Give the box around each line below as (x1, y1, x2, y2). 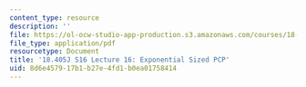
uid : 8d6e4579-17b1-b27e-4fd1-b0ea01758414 (9, 64, 178, 73)
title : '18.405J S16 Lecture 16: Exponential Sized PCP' (9, 55, 230, 64)
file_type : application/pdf (9, 38, 117, 48)
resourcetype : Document (9, 47, 100, 56)
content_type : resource (9, 13, 100, 23)
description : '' (9, 22, 71, 31)
